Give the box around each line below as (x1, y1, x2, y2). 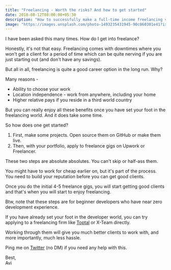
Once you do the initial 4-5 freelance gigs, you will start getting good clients (5, 183, 164, 189)
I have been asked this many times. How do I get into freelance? (5, 36, 139, 42)
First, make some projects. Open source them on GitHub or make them (12, 132, 161, 138)
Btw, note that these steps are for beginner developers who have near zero (5, 199, 162, 205)
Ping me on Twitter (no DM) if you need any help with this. (5, 244, 127, 251)
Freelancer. (12, 149, 37, 155)
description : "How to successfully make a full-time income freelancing (5, 17, 163, 22)
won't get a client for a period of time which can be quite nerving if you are (5, 51, 162, 57)
